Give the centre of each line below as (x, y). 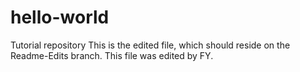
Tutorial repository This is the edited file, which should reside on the (150, 45)
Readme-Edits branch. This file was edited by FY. (112, 55)
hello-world (60, 17)
